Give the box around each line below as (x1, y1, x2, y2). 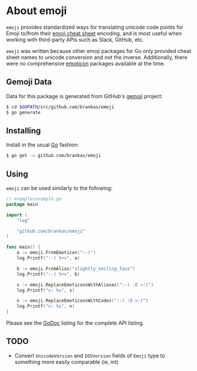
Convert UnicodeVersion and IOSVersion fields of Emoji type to (14, 352, 166, 359)
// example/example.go (6, 196, 62, 202)
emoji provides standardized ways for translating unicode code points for (6, 24, 183, 31)
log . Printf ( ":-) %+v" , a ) (16, 255, 81, 261)
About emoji (6, 4, 67, 18)
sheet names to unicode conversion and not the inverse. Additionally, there (6, 54, 188, 61)
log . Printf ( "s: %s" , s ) (16, 287, 75, 293)
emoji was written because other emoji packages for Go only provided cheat (6, 47, 192, 54)
